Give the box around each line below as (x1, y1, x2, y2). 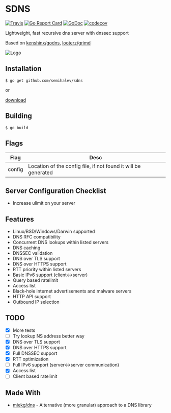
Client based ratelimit (12, 373, 58, 379)
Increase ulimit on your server (12, 200, 75, 206)
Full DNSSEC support (12, 350, 58, 356)
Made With (5, 388, 41, 397)
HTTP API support (12, 294, 51, 299)
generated (27, 169, 53, 176)
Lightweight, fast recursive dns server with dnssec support (5, 30, 129, 36)
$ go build (5, 125, 28, 130)
